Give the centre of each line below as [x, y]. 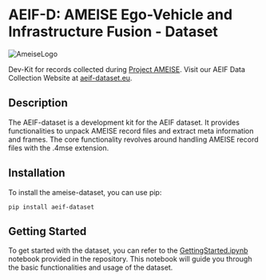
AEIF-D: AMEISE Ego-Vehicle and [121, 15]
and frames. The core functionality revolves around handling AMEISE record [133, 139]
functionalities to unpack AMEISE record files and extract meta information [131, 130]
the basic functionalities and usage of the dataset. [91, 268]
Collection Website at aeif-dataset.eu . [70, 78]
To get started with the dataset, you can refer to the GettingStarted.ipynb [128, 250]
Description [38, 103]
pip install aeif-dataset [51, 207]
